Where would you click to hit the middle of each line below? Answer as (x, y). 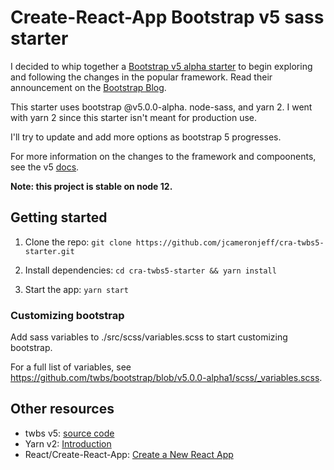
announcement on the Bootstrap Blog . (88, 87)
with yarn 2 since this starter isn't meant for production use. (134, 117)
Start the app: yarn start (76, 289)
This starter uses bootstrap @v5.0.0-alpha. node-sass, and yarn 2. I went (161, 107)
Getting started (59, 217)
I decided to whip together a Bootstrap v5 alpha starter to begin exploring (161, 66)
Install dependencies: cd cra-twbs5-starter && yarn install (150, 270)
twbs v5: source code (69, 433)
